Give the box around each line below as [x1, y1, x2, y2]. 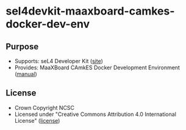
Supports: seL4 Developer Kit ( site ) [14, 58, 103, 64]
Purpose [5, 41, 39, 52]
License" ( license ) [14, 117, 60, 124]
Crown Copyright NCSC [14, 104, 74, 111]
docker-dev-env [5, 17, 90, 31]
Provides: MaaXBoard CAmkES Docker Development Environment [14, 64, 181, 71]
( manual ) [14, 70, 37, 77]
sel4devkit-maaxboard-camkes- [5, 4, 175, 18]
